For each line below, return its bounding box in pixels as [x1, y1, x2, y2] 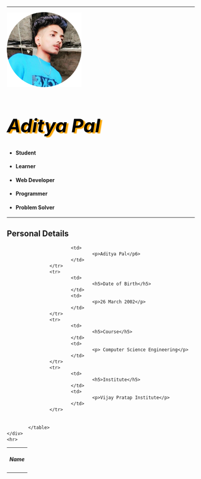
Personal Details [7, 228, 69, 238]
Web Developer [15, 176, 55, 183]
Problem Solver [15, 204, 55, 211]
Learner [15, 163, 36, 170]
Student [15, 149, 36, 156]
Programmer [15, 190, 48, 198]
